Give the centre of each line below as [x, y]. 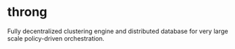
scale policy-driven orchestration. [56, 38]
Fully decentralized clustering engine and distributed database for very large [118, 31]
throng [27, 12]
